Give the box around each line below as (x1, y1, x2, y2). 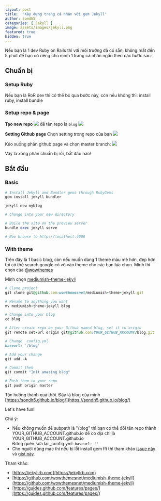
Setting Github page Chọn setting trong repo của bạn (5, 131, 112, 137)
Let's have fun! (5, 406, 35, 412)
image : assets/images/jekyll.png (5, 25, 73, 30)
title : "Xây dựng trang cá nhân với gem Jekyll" (5, 12, 107, 16)
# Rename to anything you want (5, 299, 68, 304)
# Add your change (5, 352, 42, 357)
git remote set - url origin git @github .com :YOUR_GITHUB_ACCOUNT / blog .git (5, 330, 155, 335)
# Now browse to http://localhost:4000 (5, 234, 86, 239)
